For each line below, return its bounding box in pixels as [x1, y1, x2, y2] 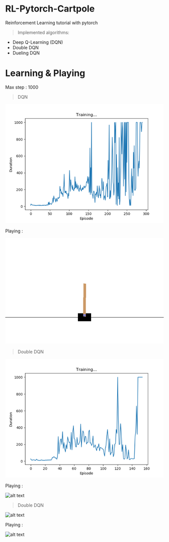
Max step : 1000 [5, 84, 39, 90]
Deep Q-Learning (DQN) [12, 39, 63, 45]
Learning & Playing [5, 67, 86, 79]
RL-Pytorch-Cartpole [5, 3, 95, 15]
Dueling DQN [12, 50, 40, 56]
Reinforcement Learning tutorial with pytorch [5, 20, 98, 26]
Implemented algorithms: [17, 29, 69, 35]
